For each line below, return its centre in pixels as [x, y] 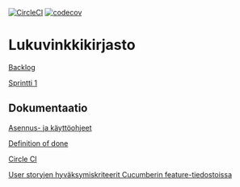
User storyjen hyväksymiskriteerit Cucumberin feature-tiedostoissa [120, 174]
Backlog [22, 67]
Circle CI [23, 159]
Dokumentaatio [48, 108]
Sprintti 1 [23, 83]
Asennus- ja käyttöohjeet [50, 127]
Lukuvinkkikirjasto [72, 45]
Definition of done [38, 143]
